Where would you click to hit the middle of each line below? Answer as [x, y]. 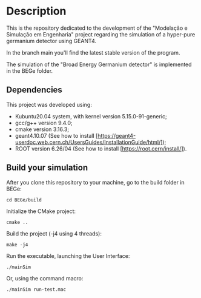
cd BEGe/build [24, 200]
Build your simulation [47, 168]
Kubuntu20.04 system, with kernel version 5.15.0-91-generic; [91, 116]
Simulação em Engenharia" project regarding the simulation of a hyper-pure [101, 34]
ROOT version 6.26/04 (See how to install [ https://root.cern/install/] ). [101, 148]
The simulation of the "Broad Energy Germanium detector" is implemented [99, 64]
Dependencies [34, 90]
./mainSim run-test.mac [36, 290]
